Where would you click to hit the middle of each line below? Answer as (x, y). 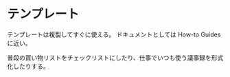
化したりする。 (28, 66)
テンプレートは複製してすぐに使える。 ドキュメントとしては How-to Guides (114, 34)
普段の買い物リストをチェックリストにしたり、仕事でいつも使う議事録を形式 (115, 57)
